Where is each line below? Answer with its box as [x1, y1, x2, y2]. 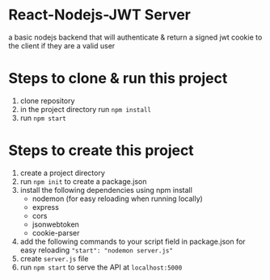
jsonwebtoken [32, 219, 79, 229]
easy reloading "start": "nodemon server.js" [19, 244, 174, 255]
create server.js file [19, 253, 89, 263]
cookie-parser [32, 228, 80, 237]
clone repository [19, 95, 75, 106]
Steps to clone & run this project [8, 69, 228, 88]
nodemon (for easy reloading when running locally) [32, 194, 204, 203]
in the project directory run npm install [19, 104, 152, 114]
